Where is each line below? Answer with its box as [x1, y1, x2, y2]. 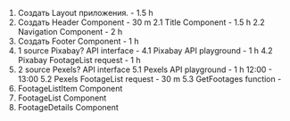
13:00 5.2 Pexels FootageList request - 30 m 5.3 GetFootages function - [17, 74, 282, 84]
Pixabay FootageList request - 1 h [17, 55, 141, 65]
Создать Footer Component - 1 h [17, 36, 139, 46]
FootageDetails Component [17, 102, 119, 112]
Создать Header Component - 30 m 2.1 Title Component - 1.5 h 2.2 [17, 17, 265, 28]
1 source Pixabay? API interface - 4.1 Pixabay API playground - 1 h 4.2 [17, 45, 274, 56]
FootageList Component [17, 93, 107, 103]
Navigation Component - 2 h [17, 27, 123, 36]
